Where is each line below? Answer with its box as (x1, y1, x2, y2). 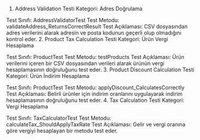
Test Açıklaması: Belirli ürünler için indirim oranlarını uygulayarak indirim (6, 91, 183, 97)
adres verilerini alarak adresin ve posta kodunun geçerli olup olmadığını (6, 29, 182, 36)
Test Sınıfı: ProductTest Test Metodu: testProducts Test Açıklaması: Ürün (6, 54, 185, 60)
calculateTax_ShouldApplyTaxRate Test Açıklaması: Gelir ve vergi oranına (6, 121, 186, 127)
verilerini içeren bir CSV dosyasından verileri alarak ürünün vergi (6, 60, 165, 67)
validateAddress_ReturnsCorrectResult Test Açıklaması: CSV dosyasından (6, 23, 188, 30)
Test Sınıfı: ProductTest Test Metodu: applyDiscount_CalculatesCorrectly (6, 84, 185, 91)
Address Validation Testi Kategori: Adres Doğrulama (14, 5, 143, 12)
